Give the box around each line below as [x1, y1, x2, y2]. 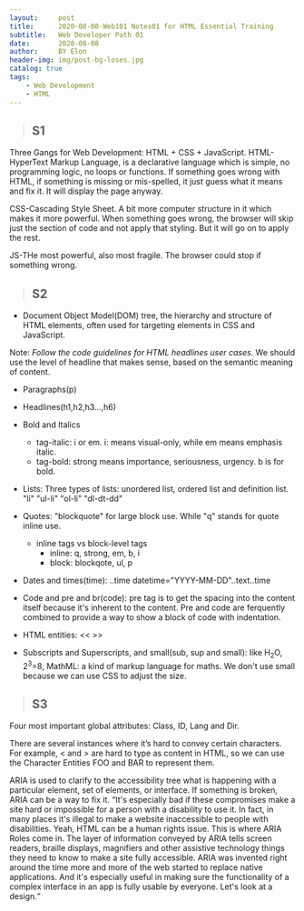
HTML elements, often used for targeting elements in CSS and [22, 320, 256, 331]
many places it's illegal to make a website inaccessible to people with [9, 814, 269, 825]
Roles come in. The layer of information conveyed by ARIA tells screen [9, 833, 272, 844]
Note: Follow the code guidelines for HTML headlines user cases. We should [9, 347, 296, 358]
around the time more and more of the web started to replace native [9, 862, 263, 873]
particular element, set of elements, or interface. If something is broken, [9, 785, 279, 796]
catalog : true [9, 65, 64, 74]
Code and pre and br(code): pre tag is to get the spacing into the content [22, 593, 296, 604]
